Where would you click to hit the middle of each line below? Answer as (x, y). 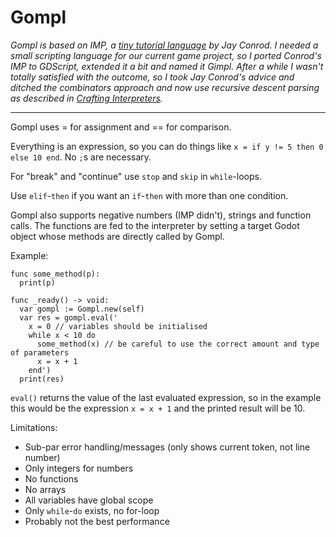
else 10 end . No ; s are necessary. (81, 157)
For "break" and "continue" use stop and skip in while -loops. (136, 176)
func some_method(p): (55, 274)
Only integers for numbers (79, 468)
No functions (51, 478)
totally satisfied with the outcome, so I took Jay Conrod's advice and (152, 77)
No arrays (45, 489)
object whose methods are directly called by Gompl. (117, 236)
